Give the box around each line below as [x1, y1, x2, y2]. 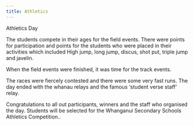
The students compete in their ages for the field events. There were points [6, 36, 185, 43]
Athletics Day [6, 24, 38, 32]
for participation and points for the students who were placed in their [6, 42, 172, 49]
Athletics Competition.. [6, 113, 61, 120]
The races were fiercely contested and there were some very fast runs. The [6, 77, 188, 84]
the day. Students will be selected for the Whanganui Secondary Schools [6, 107, 182, 114]
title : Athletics [6, 8, 49, 15]
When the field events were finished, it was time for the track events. [6, 65, 172, 73]
